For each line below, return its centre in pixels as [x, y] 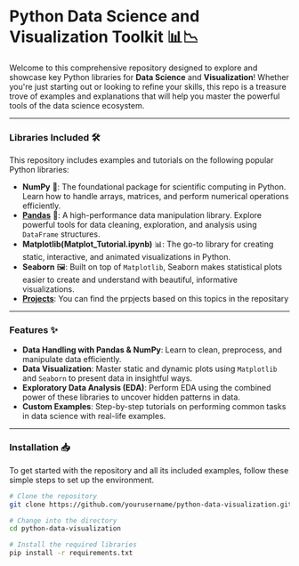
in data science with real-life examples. [94, 416]
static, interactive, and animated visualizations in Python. [126, 257]
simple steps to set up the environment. [82, 480]
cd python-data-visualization [65, 529]
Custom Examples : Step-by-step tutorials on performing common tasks [154, 406]
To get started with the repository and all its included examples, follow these [149, 470]
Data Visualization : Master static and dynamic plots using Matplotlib [149, 368]
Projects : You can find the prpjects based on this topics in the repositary [155, 299]
